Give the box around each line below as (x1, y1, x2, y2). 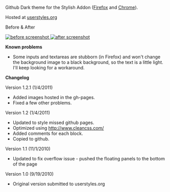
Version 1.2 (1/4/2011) (5, 110, 50, 115)
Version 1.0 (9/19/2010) (5, 171, 54, 177)
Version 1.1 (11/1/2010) (5, 146, 51, 152)
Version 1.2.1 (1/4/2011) (5, 84, 53, 90)
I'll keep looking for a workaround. (12, 65, 85, 70)
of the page (12, 161, 37, 167)
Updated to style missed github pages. (12, 119, 94, 126)
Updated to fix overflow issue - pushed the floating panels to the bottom (12, 156, 165, 161)
